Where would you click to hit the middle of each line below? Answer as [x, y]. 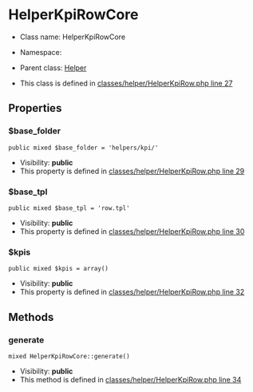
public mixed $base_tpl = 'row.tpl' [69, 208]
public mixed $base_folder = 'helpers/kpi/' [83, 148]
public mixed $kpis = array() [59, 269]
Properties [35, 108]
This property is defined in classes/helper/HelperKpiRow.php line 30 [132, 231]
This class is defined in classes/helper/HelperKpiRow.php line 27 [126, 83]
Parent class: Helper [53, 67]
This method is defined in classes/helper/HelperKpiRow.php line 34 [130, 379]
